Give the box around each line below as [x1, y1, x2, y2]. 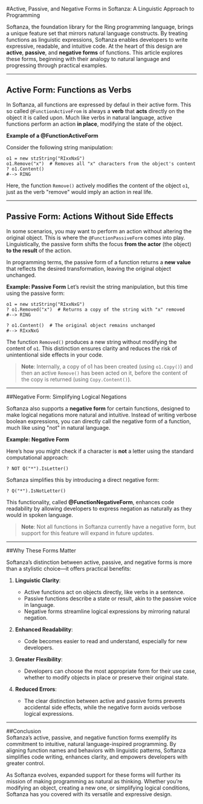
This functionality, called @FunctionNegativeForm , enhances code [6, 498, 175, 505]
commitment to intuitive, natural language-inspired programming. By [6, 740, 176, 747]
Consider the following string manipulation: [6, 143, 114, 151]
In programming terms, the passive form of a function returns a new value [6, 258, 192, 265]
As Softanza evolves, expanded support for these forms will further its [6, 771, 181, 779]
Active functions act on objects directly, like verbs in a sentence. [24, 588, 185, 595]
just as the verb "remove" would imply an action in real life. [6, 188, 153, 195]
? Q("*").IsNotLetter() [6, 488, 66, 494]
